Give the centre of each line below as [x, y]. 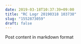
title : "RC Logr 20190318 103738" [41, 14]
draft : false [19, 23]
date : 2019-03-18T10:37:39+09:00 [40, 10]
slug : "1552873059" [25, 19]
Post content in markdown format [39, 37]
